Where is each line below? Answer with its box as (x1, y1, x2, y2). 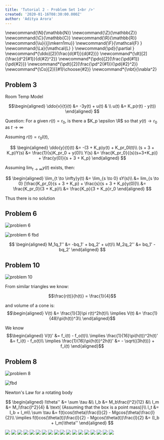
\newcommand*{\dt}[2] (99, 51, 148, 57)
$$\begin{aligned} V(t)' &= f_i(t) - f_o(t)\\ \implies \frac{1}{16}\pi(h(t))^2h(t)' (6, 333, 158, 339)
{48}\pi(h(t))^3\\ (48, 316, 82, 322)
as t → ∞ (5, 124, 23, 130)
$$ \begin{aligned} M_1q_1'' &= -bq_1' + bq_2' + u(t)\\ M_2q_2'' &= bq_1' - (9, 241, 156, 247)
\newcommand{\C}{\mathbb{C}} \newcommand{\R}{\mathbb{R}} (5, 35, 137, 41)
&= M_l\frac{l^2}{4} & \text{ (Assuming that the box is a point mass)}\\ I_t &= (5, 404, 159, 411)
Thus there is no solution (5, 195, 55, 201)
